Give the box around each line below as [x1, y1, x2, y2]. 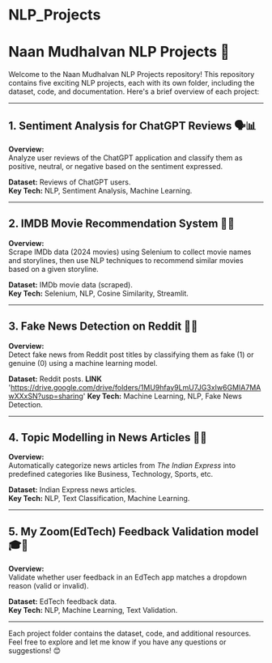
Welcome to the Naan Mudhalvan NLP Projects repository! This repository [8, 70, 255, 79]
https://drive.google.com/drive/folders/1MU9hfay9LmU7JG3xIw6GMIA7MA [11, 382, 261, 392]
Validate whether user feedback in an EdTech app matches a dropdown [8, 572, 247, 582]
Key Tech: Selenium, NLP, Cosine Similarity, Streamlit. [8, 288, 189, 298]
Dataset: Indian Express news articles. [8, 485, 138, 495]
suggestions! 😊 [8, 646, 61, 656]
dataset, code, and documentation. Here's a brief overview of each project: [8, 87, 260, 96]
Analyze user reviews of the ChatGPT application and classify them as [8, 152, 243, 163]
